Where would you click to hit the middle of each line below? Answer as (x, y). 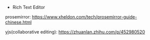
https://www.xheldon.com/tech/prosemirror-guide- (84, 17)
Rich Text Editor (29, 7)
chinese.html (18, 22)
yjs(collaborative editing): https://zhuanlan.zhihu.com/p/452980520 (75, 32)
